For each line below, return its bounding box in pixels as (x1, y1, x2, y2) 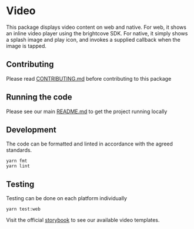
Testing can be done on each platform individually (6, 195, 128, 202)
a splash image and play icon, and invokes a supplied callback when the (6, 36, 181, 43)
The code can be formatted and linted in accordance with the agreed (6, 140, 173, 148)
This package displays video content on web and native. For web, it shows (6, 24, 187, 31)
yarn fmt (6, 158, 28, 164)
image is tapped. (6, 42, 47, 49)
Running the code (6, 92, 72, 102)
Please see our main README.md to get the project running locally (6, 108, 168, 115)
